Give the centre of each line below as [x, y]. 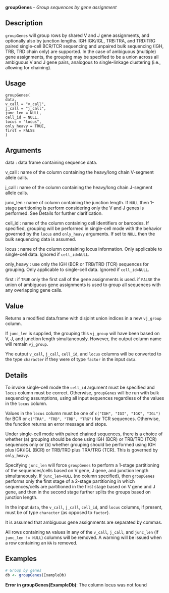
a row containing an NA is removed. [41, 543]
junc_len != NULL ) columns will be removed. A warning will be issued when [84, 537]
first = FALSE [20, 130]
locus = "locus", [23, 122]
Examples [21, 559]
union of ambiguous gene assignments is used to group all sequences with [83, 285]
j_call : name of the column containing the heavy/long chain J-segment [79, 188]
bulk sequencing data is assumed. [41, 239]
